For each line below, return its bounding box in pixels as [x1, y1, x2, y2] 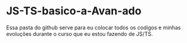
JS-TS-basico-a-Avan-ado [6, 4, 142, 18]
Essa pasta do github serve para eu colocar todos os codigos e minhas [6, 24, 181, 31]
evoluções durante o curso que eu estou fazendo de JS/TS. [6, 30, 154, 37]
